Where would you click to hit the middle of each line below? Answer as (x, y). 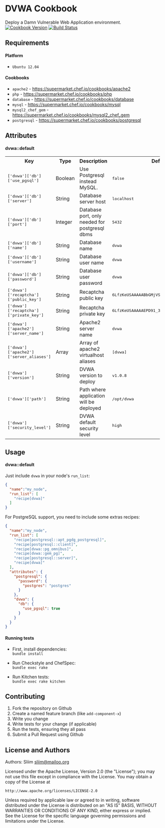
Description (93, 161)
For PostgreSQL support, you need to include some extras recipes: (72, 517)
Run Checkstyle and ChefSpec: (44, 663)
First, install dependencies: (40, 649)
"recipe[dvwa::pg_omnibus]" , (44, 549)
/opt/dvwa (123, 399)
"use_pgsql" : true (41, 608)
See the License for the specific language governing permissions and (75, 816)
